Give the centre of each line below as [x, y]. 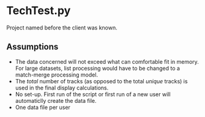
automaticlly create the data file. [56, 100]
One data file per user [43, 107]
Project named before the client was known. [62, 28]
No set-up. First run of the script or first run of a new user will [93, 94]
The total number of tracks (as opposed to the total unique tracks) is [101, 81]
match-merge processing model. [57, 75]
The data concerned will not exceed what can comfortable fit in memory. [107, 61]
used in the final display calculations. [62, 88]
